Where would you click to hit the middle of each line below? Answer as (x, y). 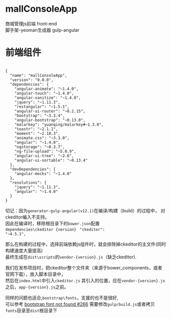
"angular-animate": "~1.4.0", (47, 89)
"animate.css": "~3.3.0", (42, 138)
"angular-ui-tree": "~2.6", (44, 156)
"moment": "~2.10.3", (37, 133)
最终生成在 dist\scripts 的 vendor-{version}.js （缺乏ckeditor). (71, 257)
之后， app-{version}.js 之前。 (37, 287)
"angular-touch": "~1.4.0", (44, 93)
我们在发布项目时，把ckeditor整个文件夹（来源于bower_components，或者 (84, 267)
